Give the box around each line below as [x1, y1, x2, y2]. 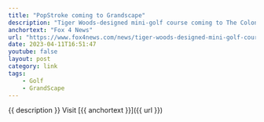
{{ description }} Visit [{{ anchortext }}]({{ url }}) [8, 106, 163, 115]
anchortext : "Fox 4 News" [8, 26, 93, 34]
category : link [8, 63, 58, 70]
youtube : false [8, 48, 58, 56]
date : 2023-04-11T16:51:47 [8, 41, 97, 48]
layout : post [8, 56, 51, 63]
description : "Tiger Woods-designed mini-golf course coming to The [8, 19, 237, 27]
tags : [8, 70, 26, 77]
